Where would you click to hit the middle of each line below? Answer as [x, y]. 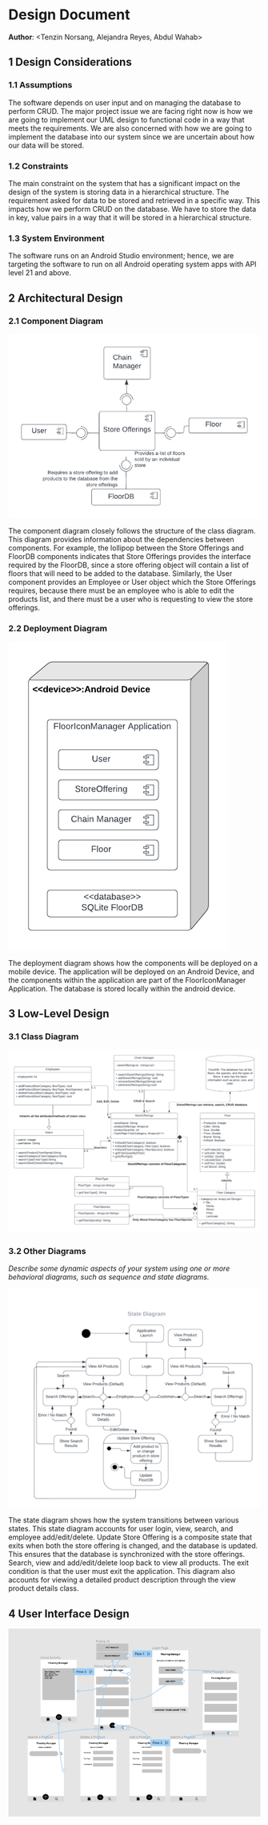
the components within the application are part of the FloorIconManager [127, 979]
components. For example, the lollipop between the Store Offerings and [126, 548]
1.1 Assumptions [40, 85]
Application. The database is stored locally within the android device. [122, 988]
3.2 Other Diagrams [47, 1251]
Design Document [69, 15]
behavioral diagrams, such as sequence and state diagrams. [109, 1277]
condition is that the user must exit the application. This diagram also [122, 1572]
